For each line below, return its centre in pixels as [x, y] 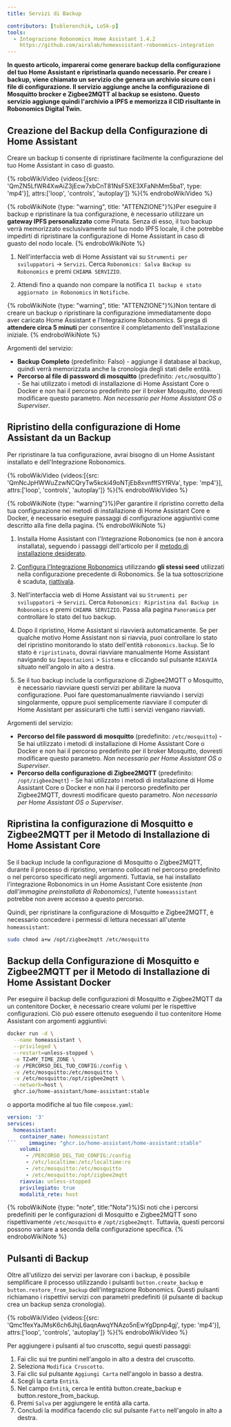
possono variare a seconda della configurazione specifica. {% [96, 1230]
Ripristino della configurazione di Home [94, 427]
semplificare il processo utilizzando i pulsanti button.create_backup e [105, 1282]
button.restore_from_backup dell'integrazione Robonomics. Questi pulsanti [113, 1290]
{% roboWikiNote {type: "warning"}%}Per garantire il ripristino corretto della [115, 503]
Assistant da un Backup [59, 438]
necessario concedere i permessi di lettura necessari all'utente [97, 919]
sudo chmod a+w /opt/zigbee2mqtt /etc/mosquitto [78, 939]
